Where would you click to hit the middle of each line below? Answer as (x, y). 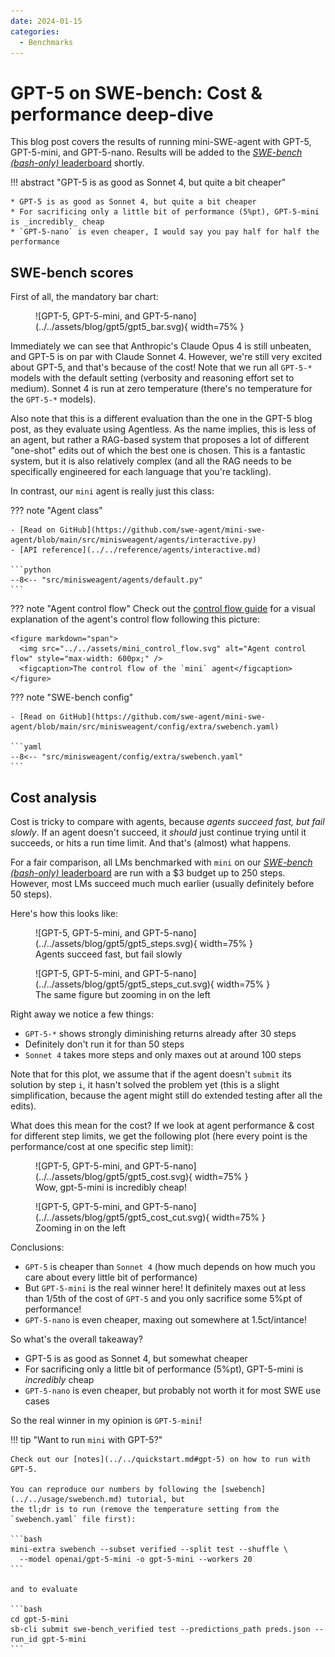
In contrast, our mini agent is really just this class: (112, 491)
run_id (24, 1639)
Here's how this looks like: (64, 913)
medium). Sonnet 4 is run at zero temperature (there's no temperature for (161, 389)
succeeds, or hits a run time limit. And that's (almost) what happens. (151, 842)
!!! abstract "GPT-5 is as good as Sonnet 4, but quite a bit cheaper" (148, 182)
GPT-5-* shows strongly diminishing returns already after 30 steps (160, 1033)
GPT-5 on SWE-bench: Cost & (136, 92)
